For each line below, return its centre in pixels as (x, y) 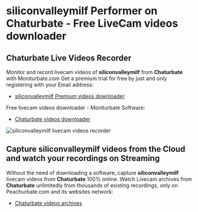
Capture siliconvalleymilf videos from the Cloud (96, 149)
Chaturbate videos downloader (52, 119)
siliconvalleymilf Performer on (82, 11)
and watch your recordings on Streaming (83, 158)
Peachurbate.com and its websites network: (60, 191)
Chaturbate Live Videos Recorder (69, 58)
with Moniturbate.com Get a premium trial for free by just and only (87, 78)
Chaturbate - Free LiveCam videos (92, 23)
